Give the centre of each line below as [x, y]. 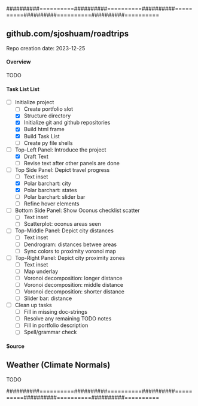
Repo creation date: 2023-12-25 [46, 48]
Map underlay [41, 271]
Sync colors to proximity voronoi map [70, 251]
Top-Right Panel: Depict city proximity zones [70, 257]
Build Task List [42, 136]
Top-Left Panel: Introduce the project [60, 150]
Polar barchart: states [50, 190]
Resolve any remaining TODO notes [68, 319]
